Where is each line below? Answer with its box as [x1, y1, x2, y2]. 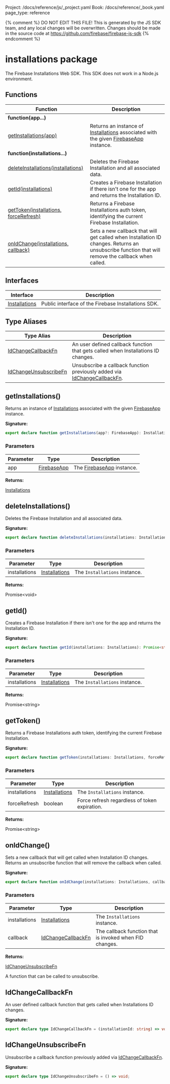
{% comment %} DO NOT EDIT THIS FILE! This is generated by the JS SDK [5, 20, 161, 25]
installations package [5, 53, 98, 65]
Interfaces [5, 277, 39, 285]
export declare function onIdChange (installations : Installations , [5, 880, 151, 885]
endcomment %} [5, 36, 40, 42]
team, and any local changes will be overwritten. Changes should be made [5, 25, 161, 31]
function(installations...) [8, 149, 67, 157]
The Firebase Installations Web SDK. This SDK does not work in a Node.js [5, 70, 158, 76]
